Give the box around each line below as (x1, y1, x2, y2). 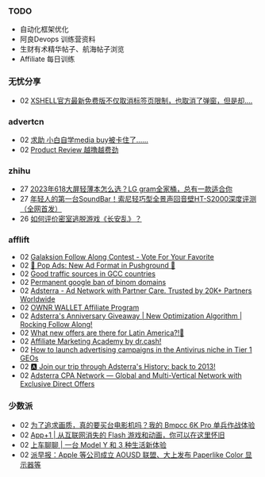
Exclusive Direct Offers (19, 379, 95, 389)
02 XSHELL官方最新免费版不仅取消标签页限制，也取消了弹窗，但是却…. (19, 95, 253, 105)
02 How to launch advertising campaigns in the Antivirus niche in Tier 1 (19, 345, 252, 355)
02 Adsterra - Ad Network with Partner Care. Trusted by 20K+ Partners (19, 286, 252, 295)
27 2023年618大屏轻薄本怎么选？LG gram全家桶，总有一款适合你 (19, 184, 232, 194)
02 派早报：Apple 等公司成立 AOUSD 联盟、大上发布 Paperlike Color (19, 450, 244, 460)
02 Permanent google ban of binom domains (19, 278, 167, 287)
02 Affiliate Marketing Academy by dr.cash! (19, 337, 162, 346)
